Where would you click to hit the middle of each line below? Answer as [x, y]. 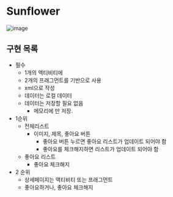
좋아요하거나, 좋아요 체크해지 [59, 187]
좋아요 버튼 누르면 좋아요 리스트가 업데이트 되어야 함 [105, 141]
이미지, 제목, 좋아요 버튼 [62, 133]
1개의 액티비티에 [43, 72]
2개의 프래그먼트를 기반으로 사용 [63, 80]
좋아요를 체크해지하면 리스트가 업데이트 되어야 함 [101, 149]
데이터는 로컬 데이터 [48, 95]
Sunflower [33, 11]
